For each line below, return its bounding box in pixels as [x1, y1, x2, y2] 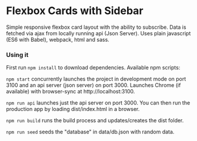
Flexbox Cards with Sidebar [6, 4, 143, 18]
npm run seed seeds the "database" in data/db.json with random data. [6, 128, 175, 136]
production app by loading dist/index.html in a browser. [6, 106, 140, 113]
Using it [6, 51, 29, 59]
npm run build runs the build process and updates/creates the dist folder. [6, 117, 184, 124]
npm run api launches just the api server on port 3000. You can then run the [6, 99, 191, 106]
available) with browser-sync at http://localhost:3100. [6, 88, 135, 95]
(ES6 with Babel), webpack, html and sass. [6, 36, 110, 43]
